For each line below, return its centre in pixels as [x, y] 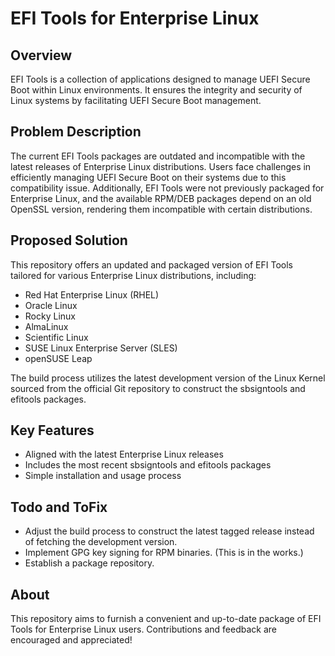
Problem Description [76, 132]
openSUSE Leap [58, 358]
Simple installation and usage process [103, 476]
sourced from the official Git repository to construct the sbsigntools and [158, 388]
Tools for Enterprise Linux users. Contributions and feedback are [144, 629]
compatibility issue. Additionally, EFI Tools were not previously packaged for [167, 188]
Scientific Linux [56, 337]
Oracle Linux [51, 305]
